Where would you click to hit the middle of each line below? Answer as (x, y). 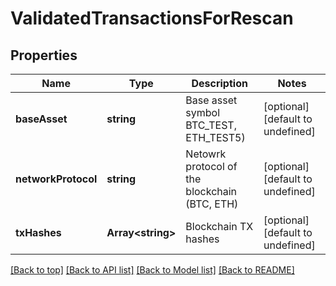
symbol (203, 112)
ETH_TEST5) (215, 137)
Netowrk (206, 154)
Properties (44, 55)
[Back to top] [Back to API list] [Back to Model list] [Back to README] (152, 270)
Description (219, 83)
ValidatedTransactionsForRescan (152, 18)
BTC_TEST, (211, 125)
